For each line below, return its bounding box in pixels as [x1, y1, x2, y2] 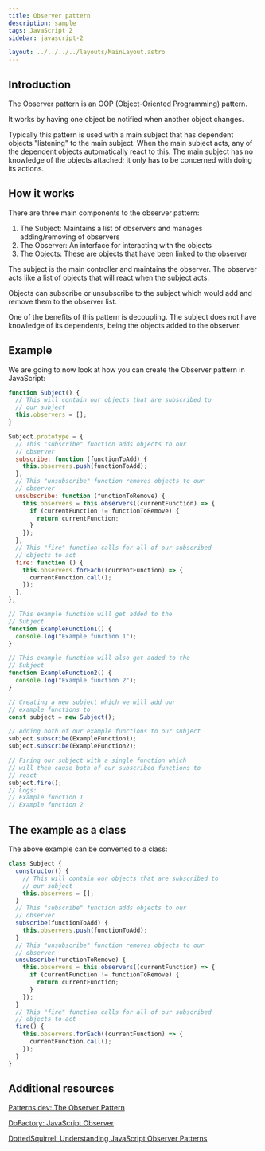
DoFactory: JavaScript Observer [8, 1118, 114, 1128]
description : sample [8, 19, 77, 27]
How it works [8, 187, 75, 200]
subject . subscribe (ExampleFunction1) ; [8, 735, 137, 743]
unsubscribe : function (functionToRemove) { [15, 492, 166, 500]
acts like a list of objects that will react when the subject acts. [8, 273, 209, 282]
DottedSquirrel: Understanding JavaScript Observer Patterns [8, 1133, 208, 1144]
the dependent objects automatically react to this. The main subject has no [8, 147, 253, 156]
